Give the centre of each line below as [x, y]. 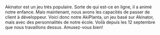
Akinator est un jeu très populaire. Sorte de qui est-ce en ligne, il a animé [79, 7]
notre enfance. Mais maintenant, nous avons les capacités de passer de [78, 12]
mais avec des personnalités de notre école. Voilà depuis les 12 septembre [80, 22]
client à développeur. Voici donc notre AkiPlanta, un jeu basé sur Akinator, [80, 17]
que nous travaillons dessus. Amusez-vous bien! [54, 27]
